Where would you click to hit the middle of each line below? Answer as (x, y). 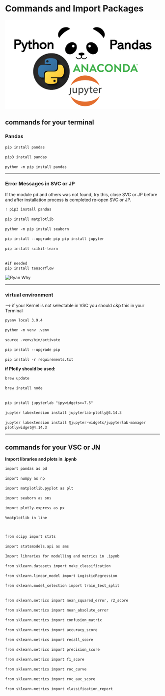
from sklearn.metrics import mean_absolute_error (57, 610)
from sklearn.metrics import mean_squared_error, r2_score (67, 600)
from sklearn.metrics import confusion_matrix (54, 620)
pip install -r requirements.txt (39, 360)
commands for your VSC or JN (53, 447)
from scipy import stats (30, 536)
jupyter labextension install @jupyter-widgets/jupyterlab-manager (76, 423)
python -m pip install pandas (36, 167)
